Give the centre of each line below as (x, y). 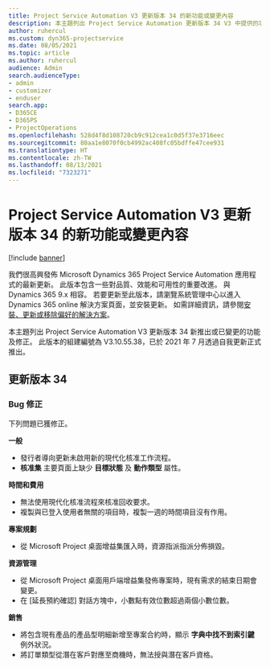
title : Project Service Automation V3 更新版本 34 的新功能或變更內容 (121, 16)
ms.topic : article (39, 53)
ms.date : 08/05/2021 (43, 46)
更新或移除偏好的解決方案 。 (68, 314)
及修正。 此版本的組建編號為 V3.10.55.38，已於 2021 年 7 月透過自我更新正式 (135, 342)
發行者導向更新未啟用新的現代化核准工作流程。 (97, 457)
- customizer (30, 90)
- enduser (25, 98)
